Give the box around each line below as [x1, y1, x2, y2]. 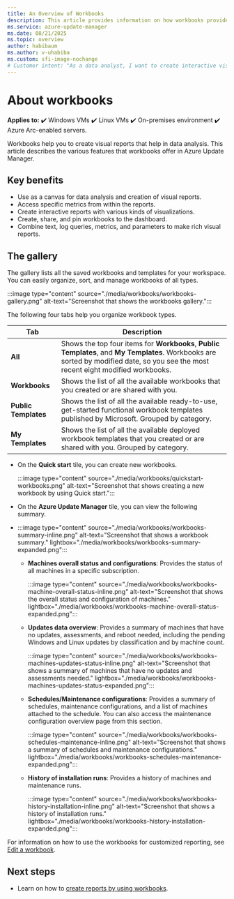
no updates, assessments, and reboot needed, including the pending [27, 631, 225, 639]
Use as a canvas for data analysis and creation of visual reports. [17, 193, 202, 201]
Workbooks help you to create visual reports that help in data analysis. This [7, 139, 224, 147]
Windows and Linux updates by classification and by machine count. [27, 638, 225, 646]
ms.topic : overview [7, 36, 64, 43]
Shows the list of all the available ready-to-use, [61, 396, 218, 406]
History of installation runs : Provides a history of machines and [27, 774, 212, 782]
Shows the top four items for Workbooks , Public [61, 339, 220, 349]
